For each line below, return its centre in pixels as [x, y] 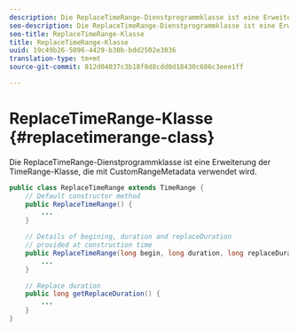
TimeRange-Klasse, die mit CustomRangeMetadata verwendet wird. [133, 171]
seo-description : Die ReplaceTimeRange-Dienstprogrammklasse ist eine [142, 26]
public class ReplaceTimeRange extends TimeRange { [106, 187]
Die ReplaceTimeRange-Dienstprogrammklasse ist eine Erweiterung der [140, 162]
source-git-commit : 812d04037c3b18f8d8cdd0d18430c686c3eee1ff [126, 67]
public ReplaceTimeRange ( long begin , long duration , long [134, 253]
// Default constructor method [83, 196]
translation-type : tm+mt [55, 59]
